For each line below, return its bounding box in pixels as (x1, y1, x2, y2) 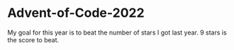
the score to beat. (7, 35, 59, 44)
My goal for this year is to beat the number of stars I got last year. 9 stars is (7, 28, 227, 37)
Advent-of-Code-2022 (7, 5, 145, 21)
